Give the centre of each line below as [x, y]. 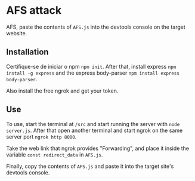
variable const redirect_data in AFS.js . [55, 154]
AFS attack [34, 10]
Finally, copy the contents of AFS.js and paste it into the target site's [90, 166]
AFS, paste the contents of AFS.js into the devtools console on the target [96, 27]
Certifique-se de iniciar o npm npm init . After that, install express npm [91, 66]
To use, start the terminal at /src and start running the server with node [93, 124]
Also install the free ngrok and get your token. [62, 91]
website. [17, 33]
